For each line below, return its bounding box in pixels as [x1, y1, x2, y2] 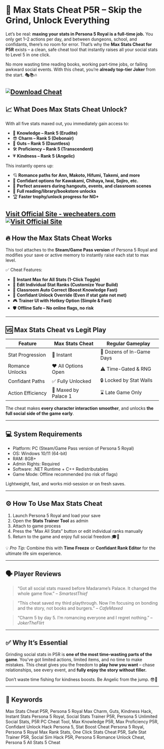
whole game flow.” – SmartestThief [17, 590, 88, 596]
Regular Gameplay [107, 340, 150, 347]
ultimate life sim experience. [5, 550, 62, 556]
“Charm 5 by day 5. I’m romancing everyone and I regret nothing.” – [17, 614, 153, 620]
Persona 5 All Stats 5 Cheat [5, 740, 60, 746]
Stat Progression [8, 352, 46, 359]
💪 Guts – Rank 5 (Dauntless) [12, 140, 70, 146]
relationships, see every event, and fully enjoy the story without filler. [5, 667, 147, 673]
